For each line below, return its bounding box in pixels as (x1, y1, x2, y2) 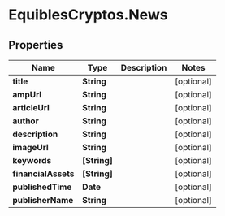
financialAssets (12, 168, 75, 179)
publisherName (12, 195, 74, 205)
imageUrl (12, 142, 49, 153)
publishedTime (12, 181, 72, 192)
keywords (12, 155, 52, 166)
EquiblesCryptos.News (8, 6, 168, 24)
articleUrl (12, 102, 50, 113)
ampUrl (12, 89, 42, 100)
